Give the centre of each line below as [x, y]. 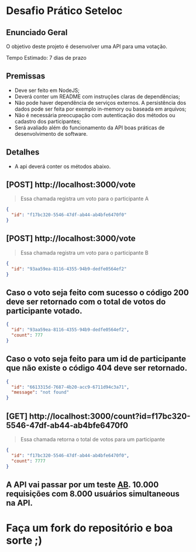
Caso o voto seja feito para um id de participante [96, 359]
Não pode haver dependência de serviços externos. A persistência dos [100, 102]
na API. [20, 503]
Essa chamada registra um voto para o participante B [84, 252]
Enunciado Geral [37, 32]
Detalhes [23, 152]
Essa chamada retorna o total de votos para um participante [92, 439]
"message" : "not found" [40, 392]
